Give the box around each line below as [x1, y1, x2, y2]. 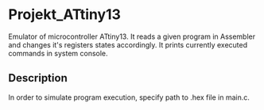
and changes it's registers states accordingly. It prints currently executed [8, 40, 248, 49]
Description [8, 71, 68, 85]
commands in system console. [8, 48, 109, 58]
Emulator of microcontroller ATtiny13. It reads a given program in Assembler [8, 32, 256, 41]
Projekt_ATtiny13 [8, 6, 122, 24]
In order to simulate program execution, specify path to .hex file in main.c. [8, 93, 250, 102]
